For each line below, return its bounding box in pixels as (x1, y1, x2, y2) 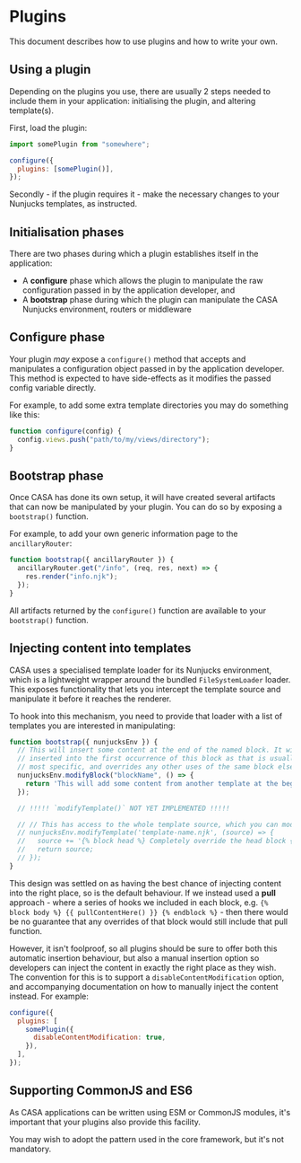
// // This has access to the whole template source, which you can (17, 820, 279, 829)
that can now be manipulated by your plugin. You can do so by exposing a (9, 501, 282, 513)
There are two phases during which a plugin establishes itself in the (9, 249, 259, 260)
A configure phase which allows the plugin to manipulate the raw (21, 276, 263, 286)
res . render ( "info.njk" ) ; (25, 572, 118, 581)
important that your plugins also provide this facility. (9, 1116, 202, 1127)
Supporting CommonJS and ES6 (9, 1083, 193, 1098)
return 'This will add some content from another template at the (25, 779, 279, 788)
